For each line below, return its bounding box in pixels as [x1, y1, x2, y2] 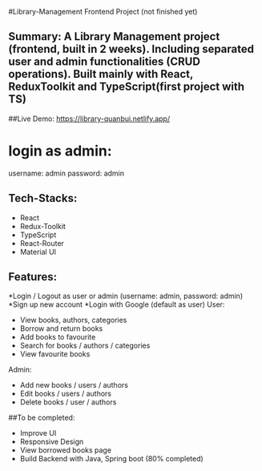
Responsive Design [19, 437, 84, 447]
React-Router [19, 238, 64, 248]
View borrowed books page [19, 445, 112, 455]
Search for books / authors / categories [19, 340, 151, 351]
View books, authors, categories [19, 316, 127, 325]
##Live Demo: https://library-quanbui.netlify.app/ [8, 114, 171, 123]
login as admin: [8, 142, 112, 159]
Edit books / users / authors [19, 388, 112, 399]
